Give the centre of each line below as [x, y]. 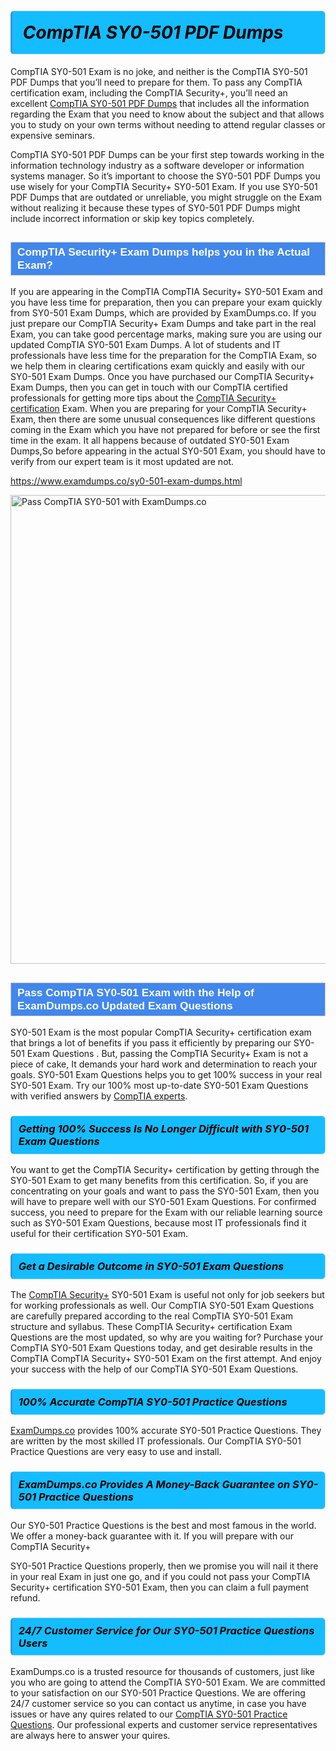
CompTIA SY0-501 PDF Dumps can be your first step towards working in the [167, 154]
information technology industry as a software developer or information [157, 165]
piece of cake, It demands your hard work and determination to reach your [164, 1064]
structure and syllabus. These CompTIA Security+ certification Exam [151, 1326]
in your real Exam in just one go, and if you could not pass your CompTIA [160, 1576]
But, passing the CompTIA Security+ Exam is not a [205, 1054]
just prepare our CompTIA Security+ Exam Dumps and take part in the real [163, 324]
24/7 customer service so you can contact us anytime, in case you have [158, 1703]
